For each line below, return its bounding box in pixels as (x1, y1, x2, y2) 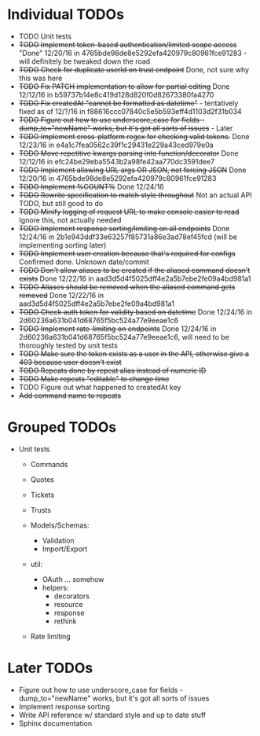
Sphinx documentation (18, 718, 92, 728)
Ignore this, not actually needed (18, 215, 122, 225)
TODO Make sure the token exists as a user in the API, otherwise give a (18, 348, 249, 359)
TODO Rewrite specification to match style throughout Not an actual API (18, 190, 252, 200)
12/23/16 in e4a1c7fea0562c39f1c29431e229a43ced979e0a (18, 140, 214, 149)
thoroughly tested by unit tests (18, 340, 119, 350)
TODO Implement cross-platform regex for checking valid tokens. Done (18, 131, 250, 141)
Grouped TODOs (7, 418, 117, 436)
